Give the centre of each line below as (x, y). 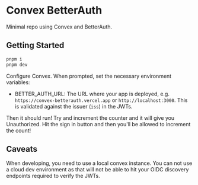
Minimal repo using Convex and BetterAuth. (59, 27)
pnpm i (14, 59)
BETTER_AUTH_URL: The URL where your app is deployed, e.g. (92, 94)
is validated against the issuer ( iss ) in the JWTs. (74, 106)
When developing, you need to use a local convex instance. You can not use (99, 163)
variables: (18, 82)
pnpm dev (17, 65)
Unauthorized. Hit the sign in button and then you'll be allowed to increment (98, 124)
